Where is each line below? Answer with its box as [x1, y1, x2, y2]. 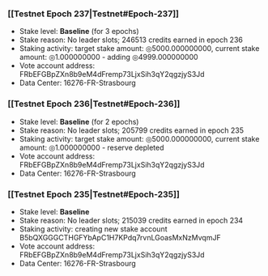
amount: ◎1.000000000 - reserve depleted [19, 142, 164, 152]
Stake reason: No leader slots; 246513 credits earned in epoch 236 [19, 35, 244, 45]
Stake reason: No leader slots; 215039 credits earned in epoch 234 [19, 215, 244, 225]
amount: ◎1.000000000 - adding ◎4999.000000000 [19, 53, 199, 62]
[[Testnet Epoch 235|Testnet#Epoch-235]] [7, 189, 180, 200]
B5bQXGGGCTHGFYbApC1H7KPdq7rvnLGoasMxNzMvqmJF [19, 232, 221, 242]
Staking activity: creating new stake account [19, 223, 168, 234]
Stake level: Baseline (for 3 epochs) [19, 27, 139, 36]
